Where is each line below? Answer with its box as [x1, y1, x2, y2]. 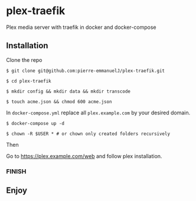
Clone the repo [6, 56, 43, 63]
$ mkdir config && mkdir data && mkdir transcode [6, 88, 131, 94]
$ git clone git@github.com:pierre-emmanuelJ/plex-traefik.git [6, 68, 165, 74]
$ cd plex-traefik [6, 78, 51, 84]
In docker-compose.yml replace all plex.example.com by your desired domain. [6, 109, 191, 116]
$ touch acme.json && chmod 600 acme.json [6, 98, 112, 104]
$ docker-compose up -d [6, 120, 65, 126]
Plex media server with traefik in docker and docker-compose [6, 24, 156, 31]
